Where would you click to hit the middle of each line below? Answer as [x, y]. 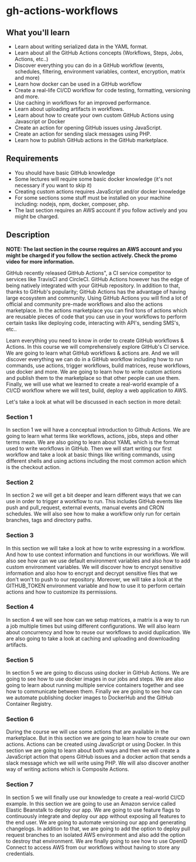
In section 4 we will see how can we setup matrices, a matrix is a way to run [97, 619]
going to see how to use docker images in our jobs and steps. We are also [95, 679]
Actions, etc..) [31, 59]
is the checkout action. [34, 467]
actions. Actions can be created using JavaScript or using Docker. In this [94, 745]
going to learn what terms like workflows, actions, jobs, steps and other [92, 436]
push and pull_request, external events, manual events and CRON [85, 508]
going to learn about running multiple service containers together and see [95, 685]
